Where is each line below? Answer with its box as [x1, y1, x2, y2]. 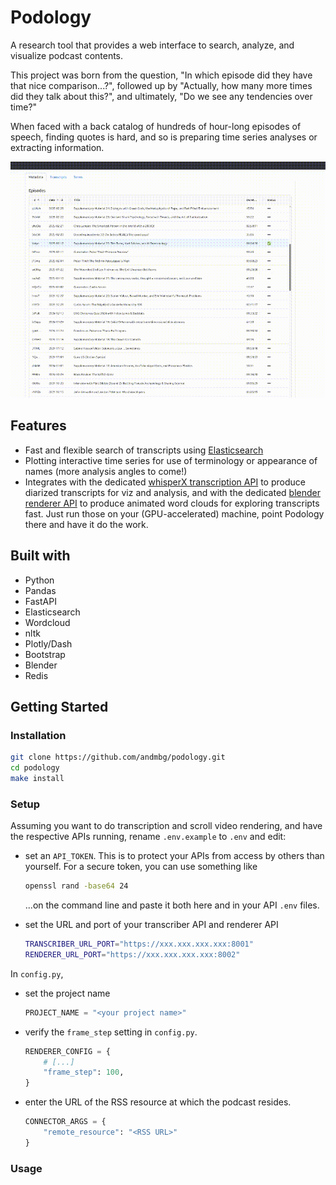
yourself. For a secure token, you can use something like [24, 861, 258, 873]
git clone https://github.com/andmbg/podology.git [10, 752, 226, 763]
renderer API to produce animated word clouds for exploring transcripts [24, 497, 320, 509]
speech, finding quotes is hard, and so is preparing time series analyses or [10, 131, 318, 143]
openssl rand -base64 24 [24, 881, 129, 891]
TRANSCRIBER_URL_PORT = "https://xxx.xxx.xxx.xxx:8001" [24, 939, 254, 950]
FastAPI [24, 595, 57, 607]
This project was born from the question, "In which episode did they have [10, 69, 313, 81]
